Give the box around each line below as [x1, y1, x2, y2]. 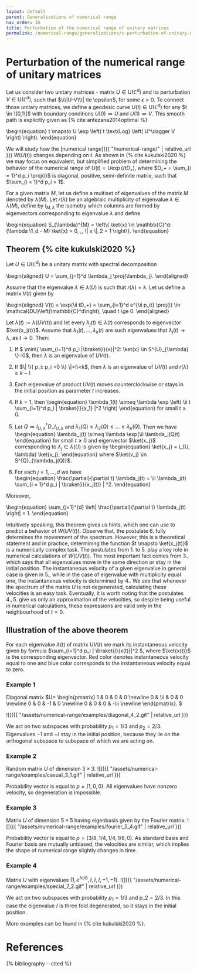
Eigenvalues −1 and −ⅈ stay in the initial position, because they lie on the [6, 730, 180, 737]
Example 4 [6, 862, 37, 870]
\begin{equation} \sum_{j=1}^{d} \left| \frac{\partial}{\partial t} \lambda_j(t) [6, 503, 186, 511]
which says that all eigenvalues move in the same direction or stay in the [6, 558, 181, 566]
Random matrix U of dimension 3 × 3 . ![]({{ [6, 766, 109, 773]
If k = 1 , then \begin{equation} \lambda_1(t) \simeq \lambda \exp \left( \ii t [14, 398, 191, 405]
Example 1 [6, 681, 36, 689]
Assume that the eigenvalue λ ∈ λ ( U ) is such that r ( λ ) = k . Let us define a [6, 284, 185, 291]
